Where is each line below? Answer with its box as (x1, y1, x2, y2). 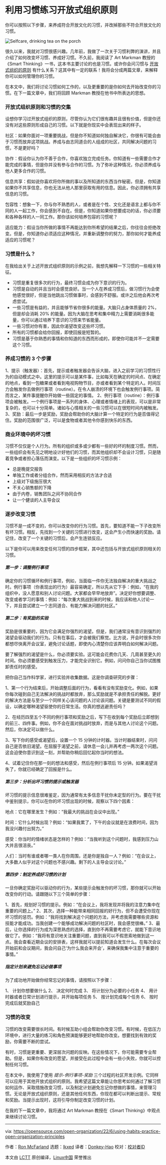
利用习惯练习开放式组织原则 (5, 4, 118, 16)
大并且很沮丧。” (5, 843, 36, 849)
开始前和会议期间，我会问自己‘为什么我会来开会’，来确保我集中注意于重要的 (5, 945, 159, 951)
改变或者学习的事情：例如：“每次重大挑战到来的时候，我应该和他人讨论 (5, 597, 150, 603)
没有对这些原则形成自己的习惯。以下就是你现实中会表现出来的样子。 (5, 122, 144, 128)
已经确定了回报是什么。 (26, 766, 75, 773)
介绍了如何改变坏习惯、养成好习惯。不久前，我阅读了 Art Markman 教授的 (5, 54, 156, 60)
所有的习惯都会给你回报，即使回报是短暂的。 (12, 329, 104, 335)
